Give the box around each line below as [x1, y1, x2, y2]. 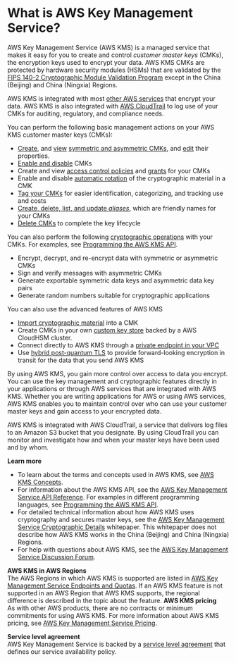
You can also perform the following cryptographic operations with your [7, 233, 213, 241]
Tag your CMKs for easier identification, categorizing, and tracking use [17, 189, 223, 197]
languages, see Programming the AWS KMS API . [17, 500, 159, 509]
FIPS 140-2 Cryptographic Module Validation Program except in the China [7, 73, 221, 82]
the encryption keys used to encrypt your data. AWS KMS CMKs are [7, 58, 205, 66]
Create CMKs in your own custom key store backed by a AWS [17, 326, 197, 334]
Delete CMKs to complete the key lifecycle [17, 218, 141, 227]
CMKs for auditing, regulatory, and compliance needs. [7, 109, 164, 118]
